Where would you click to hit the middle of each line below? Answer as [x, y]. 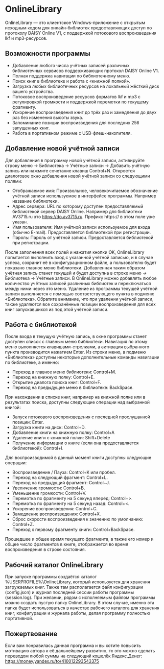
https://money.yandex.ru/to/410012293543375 [52, 661]
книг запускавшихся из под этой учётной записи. [57, 309]
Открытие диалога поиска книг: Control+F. [57, 382]
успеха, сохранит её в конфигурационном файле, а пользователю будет [81, 263]
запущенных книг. [31, 128]
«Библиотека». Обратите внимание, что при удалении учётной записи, [79, 299]
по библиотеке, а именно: [32, 362]
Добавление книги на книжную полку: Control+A [63, 432]
